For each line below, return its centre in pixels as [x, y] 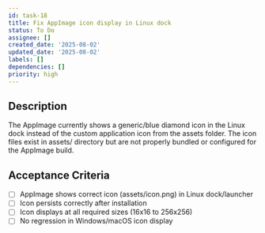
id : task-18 [28, 15]
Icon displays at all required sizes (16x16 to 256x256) [106, 212]
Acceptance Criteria [59, 175]
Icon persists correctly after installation [83, 203]
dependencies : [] [37, 67]
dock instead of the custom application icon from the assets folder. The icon [132, 133]
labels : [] [26, 60]
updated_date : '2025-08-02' [55, 52]
